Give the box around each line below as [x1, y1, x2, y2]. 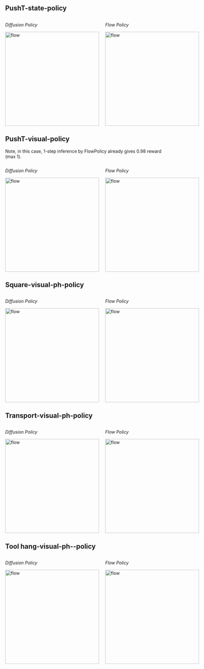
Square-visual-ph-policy [5, 281, 84, 289]
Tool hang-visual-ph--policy [5, 542, 96, 551]
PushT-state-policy [5, 4, 67, 13]
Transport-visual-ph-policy [5, 411, 93, 420]
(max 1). [5, 153, 21, 160]
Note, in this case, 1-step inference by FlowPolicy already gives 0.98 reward [5, 148, 161, 154]
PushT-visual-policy [5, 135, 70, 144]
